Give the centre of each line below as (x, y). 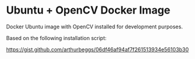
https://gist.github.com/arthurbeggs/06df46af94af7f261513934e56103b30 (97, 49)
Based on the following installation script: (56, 38)
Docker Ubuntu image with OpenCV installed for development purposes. (95, 27)
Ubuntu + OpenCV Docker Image (88, 10)
